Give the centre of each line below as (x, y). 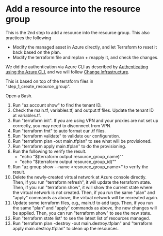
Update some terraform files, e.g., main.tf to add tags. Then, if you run (83, 203)
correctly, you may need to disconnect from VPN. (62, 125)
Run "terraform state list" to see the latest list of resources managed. (81, 218)
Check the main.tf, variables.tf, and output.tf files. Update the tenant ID (83, 110)
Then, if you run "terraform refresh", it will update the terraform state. (82, 182)
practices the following (28, 38)
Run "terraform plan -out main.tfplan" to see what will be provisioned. (82, 141)
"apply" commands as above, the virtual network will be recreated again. (85, 197)
